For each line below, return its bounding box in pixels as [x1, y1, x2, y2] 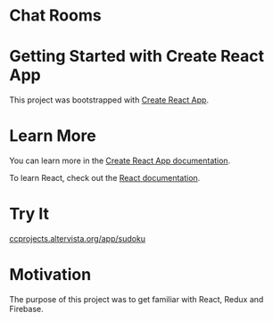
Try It [9, 204, 49, 224]
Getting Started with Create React [9, 46, 265, 67]
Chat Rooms [9, 5, 102, 26]
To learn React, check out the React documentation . [9, 173, 201, 184]
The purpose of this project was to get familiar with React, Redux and [9, 293, 264, 304]
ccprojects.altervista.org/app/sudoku [9, 234, 145, 243]
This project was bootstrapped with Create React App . [9, 95, 210, 105]
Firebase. [9, 303, 45, 314]
